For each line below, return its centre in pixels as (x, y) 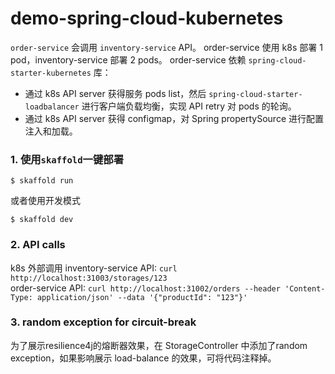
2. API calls (38, 245)
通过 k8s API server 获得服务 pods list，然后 (115, 93)
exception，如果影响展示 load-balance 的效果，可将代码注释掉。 (143, 358)
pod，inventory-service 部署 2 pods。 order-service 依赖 (128, 59)
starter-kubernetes (51, 73)
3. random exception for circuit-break (103, 322)
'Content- (305, 288)
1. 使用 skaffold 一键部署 (67, 159)
